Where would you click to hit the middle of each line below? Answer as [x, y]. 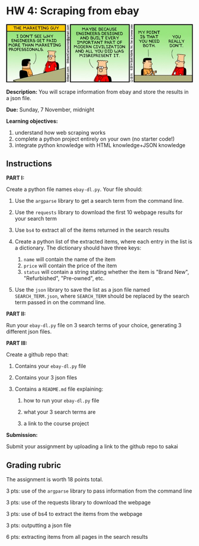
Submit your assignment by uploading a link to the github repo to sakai [92, 446]
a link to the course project [56, 424]
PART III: [17, 343]
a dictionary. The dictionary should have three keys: [78, 248]
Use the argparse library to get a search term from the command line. [99, 201]
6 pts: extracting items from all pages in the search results [77, 537]
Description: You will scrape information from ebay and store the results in [97, 92]
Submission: [22, 435]
